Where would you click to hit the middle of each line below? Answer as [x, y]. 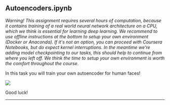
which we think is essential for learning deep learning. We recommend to [81, 31]
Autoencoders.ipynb [39, 8]
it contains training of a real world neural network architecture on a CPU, [81, 26]
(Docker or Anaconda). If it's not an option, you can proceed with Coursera [84, 42]
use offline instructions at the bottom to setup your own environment [77, 36]
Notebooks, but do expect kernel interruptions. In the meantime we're [78, 47]
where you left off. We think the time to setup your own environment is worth [85, 58]
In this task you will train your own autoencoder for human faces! [73, 73]
